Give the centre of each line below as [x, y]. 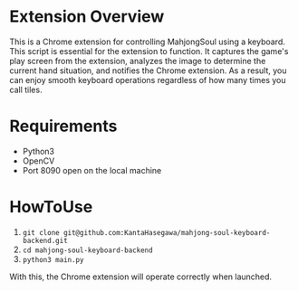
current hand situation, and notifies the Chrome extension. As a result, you [148, 70]
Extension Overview [87, 17]
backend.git [45, 240]
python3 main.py [53, 259]
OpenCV [38, 161]
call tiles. [26, 89]
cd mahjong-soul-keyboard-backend [87, 250]
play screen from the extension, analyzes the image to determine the [138, 61]
